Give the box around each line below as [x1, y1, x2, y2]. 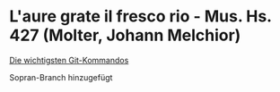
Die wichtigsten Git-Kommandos [9, 54, 129, 65]
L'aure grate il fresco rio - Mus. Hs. [9, 6, 272, 27]
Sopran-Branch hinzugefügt [9, 71, 113, 82]
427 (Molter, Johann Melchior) [9, 25, 241, 46]
